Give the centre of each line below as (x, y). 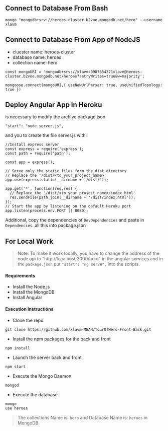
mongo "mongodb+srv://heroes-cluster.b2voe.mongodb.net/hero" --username (84, 20)
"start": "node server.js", (35, 126)
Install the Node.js (31, 287)
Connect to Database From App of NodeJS (73, 40)
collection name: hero (35, 62)
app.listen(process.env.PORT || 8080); (47, 211)
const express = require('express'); (45, 149)
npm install (18, 348)
